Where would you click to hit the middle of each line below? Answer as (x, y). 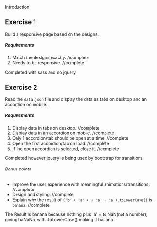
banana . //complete (31, 205)
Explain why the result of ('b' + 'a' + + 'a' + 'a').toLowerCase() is (82, 200)
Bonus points (18, 169)
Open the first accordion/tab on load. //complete (61, 143)
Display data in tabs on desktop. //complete (56, 128)
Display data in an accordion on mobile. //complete (63, 133)
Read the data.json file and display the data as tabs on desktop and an (76, 99)
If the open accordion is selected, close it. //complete (65, 149)
